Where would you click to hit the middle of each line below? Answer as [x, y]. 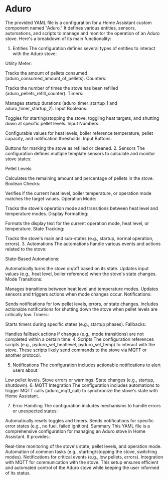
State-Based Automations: [32, 259]
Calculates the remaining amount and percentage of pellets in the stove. [79, 178]
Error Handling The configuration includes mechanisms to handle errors [87, 405]
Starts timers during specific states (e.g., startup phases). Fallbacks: [76, 324]
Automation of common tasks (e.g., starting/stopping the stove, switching [81, 451]
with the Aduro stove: [35, 54]
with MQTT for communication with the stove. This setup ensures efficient [82, 462]
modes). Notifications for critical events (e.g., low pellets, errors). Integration [84, 457]
